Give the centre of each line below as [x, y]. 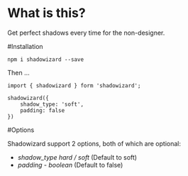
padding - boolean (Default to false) [70, 165]
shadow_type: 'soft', [52, 104]
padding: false [43, 110]
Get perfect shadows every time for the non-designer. [86, 33]
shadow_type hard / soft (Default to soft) [77, 157]
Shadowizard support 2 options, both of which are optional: [94, 143]
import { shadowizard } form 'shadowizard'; [74, 86]
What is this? [47, 13]
